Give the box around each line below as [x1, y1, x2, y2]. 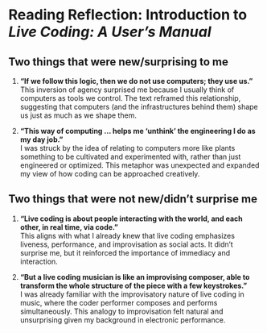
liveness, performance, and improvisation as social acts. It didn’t [19, 239, 233, 249]
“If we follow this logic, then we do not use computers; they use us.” [19, 77, 253, 85]
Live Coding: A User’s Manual [8, 23, 212, 41]
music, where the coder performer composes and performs [19, 298, 218, 307]
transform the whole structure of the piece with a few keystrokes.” [19, 281, 248, 290]
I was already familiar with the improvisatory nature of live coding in [19, 289, 244, 299]
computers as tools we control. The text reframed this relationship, [19, 94, 241, 102]
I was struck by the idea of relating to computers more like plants [19, 144, 236, 152]
